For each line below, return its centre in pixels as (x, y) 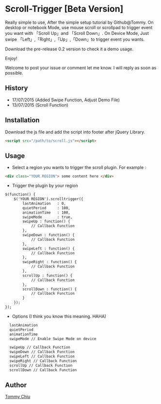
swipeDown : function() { (49, 235)
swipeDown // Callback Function (42, 352)
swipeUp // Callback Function (40, 347)
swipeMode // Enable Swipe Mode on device (53, 339)
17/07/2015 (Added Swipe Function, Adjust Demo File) (66, 100)
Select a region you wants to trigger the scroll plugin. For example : (79, 168)
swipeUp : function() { (46, 221)
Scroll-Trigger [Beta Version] (64, 9)
